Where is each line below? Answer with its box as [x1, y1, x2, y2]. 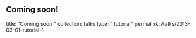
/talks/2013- [161, 20, 191, 27]
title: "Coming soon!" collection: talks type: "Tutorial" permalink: [6, 20, 160, 27]
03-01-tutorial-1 [6, 26, 44, 33]
